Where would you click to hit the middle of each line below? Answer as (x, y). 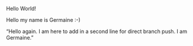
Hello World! (21, 9)
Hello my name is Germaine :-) (44, 20)
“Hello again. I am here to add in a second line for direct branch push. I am (97, 31)
